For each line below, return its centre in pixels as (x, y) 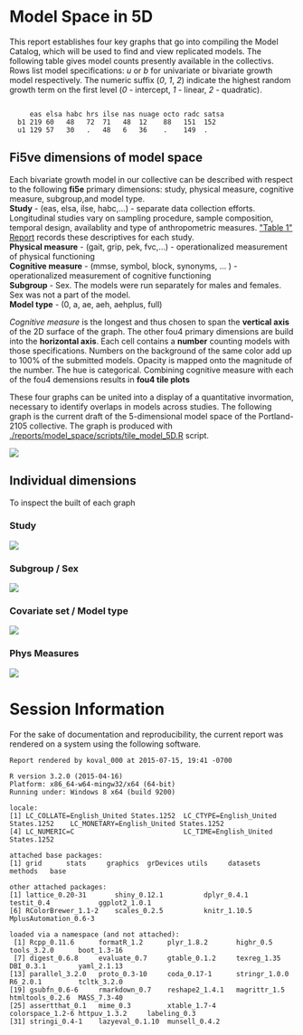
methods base (38, 871)
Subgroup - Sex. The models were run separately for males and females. (146, 285)
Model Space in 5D (81, 17)
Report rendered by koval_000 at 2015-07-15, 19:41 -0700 (121, 760)
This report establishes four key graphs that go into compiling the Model (144, 42)
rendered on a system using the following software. (105, 744)
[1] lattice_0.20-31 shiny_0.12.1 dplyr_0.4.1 (129, 895)
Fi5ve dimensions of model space (106, 158)
